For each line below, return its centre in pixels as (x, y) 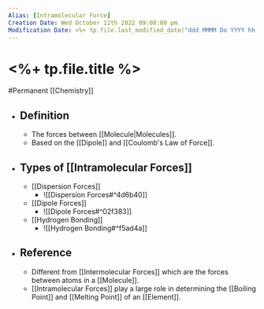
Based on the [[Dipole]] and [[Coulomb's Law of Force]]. (123, 143)
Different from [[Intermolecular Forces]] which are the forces (130, 271)
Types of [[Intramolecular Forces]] (106, 167)
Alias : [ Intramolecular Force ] (59, 15)
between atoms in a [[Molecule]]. (85, 280)
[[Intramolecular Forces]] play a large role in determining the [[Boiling (143, 289)
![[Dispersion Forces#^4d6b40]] (95, 194)
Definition (44, 115)
